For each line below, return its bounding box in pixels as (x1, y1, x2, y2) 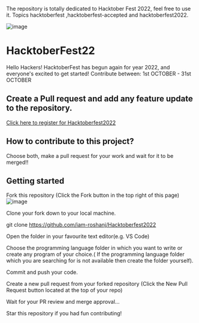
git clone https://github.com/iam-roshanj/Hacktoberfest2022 (6, 221, 156, 228)
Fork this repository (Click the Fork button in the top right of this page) (6, 191, 180, 199)
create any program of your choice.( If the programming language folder (6, 251, 185, 258)
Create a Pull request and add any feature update (6, 94, 193, 104)
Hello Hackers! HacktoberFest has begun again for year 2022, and (6, 63, 170, 71)
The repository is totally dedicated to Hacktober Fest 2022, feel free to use (6, 5, 191, 12)
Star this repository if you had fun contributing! (6, 310, 122, 317)
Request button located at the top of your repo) (6, 287, 123, 294)
